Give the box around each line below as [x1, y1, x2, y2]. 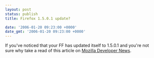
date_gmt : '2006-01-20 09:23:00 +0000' [5, 29, 86, 34]
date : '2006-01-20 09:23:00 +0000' [5, 25, 77, 29]
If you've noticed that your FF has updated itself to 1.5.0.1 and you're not [5, 43, 149, 48]
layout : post [5, 7, 32, 12]
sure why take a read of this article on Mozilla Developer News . [5, 48, 132, 54]
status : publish [5, 12, 38, 16]
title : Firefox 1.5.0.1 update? [5, 16, 70, 21]
